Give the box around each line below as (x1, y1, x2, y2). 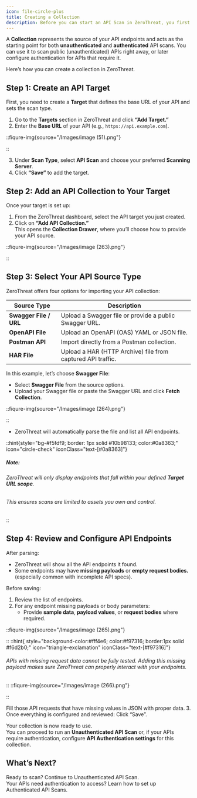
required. (23, 614, 46, 621)
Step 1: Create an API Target (6, 83, 110, 93)
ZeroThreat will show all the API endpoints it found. (14, 560, 138, 568)
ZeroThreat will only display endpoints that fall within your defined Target (6, 474, 184, 481)
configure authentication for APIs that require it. (6, 54, 121, 62)
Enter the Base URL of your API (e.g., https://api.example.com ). (14, 122, 169, 129)
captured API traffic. (60, 354, 117, 363)
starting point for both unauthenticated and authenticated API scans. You (6, 42, 186, 49)
